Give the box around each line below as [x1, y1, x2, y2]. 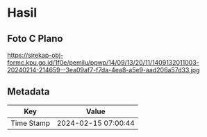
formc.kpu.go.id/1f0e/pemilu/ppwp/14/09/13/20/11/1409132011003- [7, 58, 199, 67]
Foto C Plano [7, 33, 63, 45]
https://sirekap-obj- [7, 51, 64, 59]
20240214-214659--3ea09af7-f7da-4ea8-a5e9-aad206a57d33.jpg [7, 66, 200, 74]
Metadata [7, 86, 50, 98]
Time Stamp [10, 118, 51, 128]
